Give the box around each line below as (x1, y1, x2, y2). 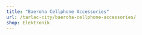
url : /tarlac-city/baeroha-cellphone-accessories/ (6, 14, 137, 20)
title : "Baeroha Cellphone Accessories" (6, 8, 110, 15)
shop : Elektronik (6, 20, 50, 26)
